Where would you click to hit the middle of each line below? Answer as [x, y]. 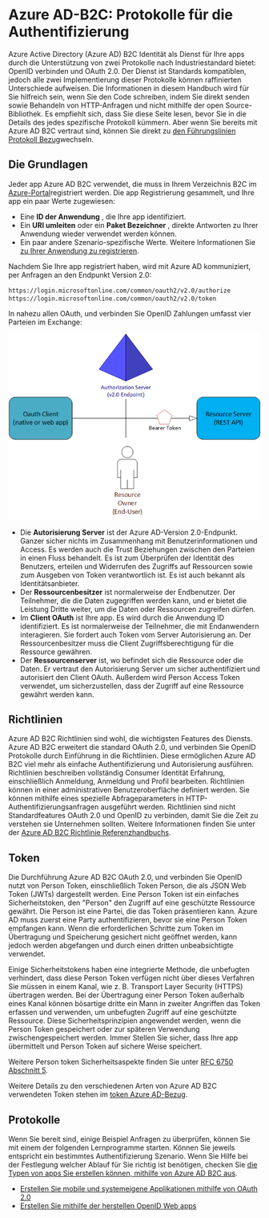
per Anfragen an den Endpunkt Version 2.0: [80, 275]
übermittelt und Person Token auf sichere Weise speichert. [105, 1046]
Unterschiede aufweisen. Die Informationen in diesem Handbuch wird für [129, 88]
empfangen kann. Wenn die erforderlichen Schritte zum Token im [116, 928]
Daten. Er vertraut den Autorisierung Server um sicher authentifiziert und [140, 669]
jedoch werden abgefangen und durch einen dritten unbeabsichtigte [121, 946]
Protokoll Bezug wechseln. [51, 139]
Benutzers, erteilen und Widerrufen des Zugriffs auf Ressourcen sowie [137, 566]
